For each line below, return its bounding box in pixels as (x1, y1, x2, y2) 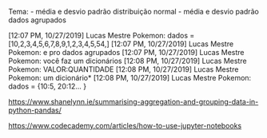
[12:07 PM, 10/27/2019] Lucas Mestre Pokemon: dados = (8, 31, 195, 40)
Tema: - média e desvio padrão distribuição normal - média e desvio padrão (8, 7, 260, 16)
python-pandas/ (8, 105, 62, 115)
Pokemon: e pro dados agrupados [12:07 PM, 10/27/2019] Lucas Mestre (8, 48, 245, 57)
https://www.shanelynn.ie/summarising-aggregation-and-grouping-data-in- (8, 97, 259, 106)
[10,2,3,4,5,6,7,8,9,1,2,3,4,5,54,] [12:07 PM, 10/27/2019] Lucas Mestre (8, 39, 234, 49)
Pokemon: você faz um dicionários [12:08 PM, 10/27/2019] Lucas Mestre (8, 56, 247, 65)
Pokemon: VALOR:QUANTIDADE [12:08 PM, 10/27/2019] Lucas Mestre (8, 65, 239, 74)
